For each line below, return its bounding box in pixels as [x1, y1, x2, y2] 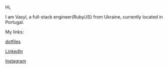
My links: [5, 29, 24, 34]
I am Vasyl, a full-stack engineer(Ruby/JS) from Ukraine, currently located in [5, 14, 163, 19]
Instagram [5, 58, 26, 64]
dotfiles [5, 38, 21, 44]
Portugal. [5, 19, 24, 25]
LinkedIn [5, 48, 23, 54]
